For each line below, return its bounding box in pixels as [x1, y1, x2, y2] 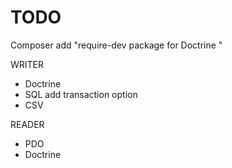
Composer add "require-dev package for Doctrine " [10, 39, 223, 51]
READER [10, 118, 45, 130]
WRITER [10, 58, 45, 70]
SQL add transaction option [24, 88, 138, 100]
